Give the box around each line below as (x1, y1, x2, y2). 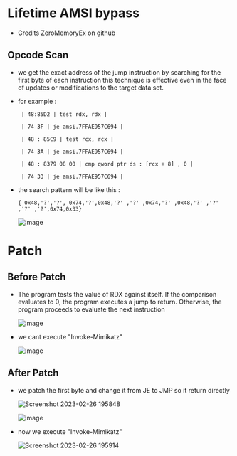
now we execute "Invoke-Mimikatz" (17, 427, 122, 435)
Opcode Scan (7, 49, 69, 61)
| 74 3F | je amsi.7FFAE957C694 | (21, 123, 124, 130)
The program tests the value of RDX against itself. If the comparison (17, 290, 217, 298)
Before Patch (7, 271, 66, 283)
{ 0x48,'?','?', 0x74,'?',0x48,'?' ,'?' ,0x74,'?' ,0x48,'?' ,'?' (17, 199, 219, 206)
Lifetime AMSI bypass (7, 5, 140, 21)
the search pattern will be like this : (17, 185, 121, 193)
